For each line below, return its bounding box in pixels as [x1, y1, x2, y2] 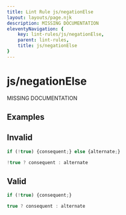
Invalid [7, 133, 33, 143]
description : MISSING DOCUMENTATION [7, 20, 99, 26]
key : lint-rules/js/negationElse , [17, 31, 104, 38]
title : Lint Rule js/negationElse [7, 8, 94, 15]
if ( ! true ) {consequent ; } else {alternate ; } [7, 148, 121, 154]
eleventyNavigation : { [7, 25, 64, 32]
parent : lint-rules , [17, 37, 69, 43]
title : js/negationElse [17, 43, 78, 49]
